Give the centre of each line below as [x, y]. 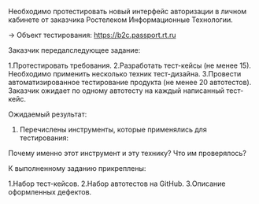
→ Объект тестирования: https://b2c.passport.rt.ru [92, 35]
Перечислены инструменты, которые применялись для [113, 130]
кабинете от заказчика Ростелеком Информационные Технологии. [121, 20]
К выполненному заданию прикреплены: [77, 168]
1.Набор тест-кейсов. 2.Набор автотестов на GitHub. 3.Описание [117, 184]
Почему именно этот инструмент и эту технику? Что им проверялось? [127, 153]
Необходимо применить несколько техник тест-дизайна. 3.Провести [125, 74]
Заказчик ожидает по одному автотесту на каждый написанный [117, 91]
